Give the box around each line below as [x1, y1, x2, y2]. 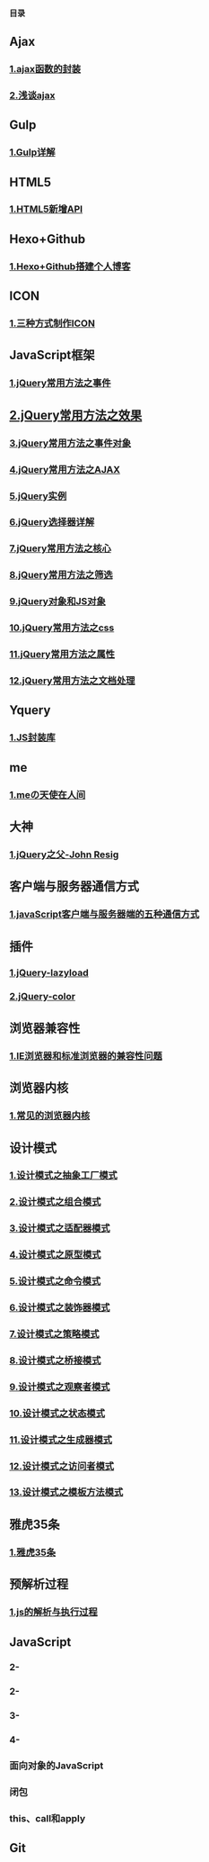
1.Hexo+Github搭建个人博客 [9, 260, 132, 273]
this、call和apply [9, 1812, 86, 1824]
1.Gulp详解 [9, 146, 56, 158]
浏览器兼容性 [9, 1020, 81, 1035]
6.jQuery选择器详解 [9, 516, 95, 529]
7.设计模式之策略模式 [9, 1327, 100, 1340]
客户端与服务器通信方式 [9, 879, 139, 894]
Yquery [9, 702, 51, 719]
